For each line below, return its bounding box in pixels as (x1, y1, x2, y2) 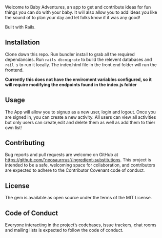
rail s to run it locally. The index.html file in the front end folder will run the (5, 61, 157, 68)
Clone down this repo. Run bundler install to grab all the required (5, 51, 135, 57)
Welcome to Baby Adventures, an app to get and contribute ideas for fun (5, 4, 151, 10)
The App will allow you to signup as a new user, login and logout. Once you (5, 109, 156, 115)
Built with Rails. (5, 24, 36, 30)
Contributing (5, 139, 45, 147)
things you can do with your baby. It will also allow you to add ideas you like (5, 9, 158, 15)
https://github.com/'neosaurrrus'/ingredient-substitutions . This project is (5, 157, 151, 163)
